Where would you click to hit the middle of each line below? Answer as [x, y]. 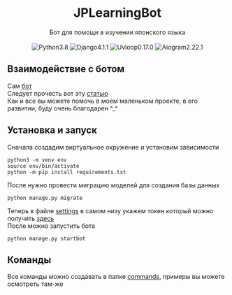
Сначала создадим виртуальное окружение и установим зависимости [113, 147]
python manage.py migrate [45, 198]
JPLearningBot [117, 13]
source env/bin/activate [43, 166]
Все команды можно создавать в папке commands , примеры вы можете [116, 277]
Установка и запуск [52, 130]
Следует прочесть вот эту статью [58, 93]
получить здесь [31, 218]
